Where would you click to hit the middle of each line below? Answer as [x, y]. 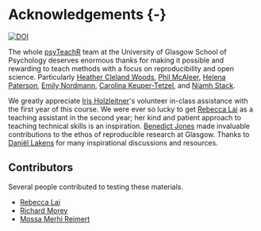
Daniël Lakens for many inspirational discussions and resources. [113, 142]
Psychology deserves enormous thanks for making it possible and [116, 60]
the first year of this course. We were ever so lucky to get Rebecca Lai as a [131, 109]
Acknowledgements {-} [87, 15]
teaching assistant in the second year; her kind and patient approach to [125, 117]
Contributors [41, 168]
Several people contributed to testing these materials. [96, 187]
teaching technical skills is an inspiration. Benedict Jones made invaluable [129, 126]
